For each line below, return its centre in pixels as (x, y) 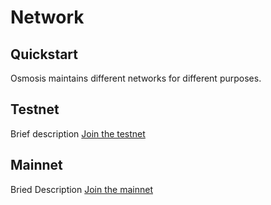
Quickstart (44, 54)
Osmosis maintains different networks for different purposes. (136, 78)
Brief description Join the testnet (78, 133)
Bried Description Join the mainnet (81, 189)
